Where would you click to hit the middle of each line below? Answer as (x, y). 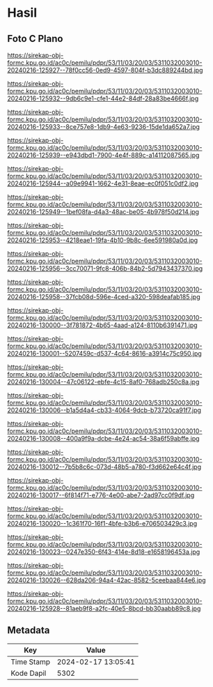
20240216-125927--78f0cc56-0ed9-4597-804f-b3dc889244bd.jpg (105, 70)
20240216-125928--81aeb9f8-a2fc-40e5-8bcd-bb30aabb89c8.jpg (104, 609)
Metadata (29, 630)
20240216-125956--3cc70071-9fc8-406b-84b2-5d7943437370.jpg (105, 269)
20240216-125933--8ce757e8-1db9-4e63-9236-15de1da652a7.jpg (104, 127)
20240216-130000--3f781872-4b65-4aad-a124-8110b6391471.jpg (102, 325)
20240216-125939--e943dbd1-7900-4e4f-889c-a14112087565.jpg (103, 155)
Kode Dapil (29, 673)
